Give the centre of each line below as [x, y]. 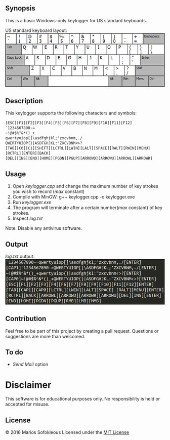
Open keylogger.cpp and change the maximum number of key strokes [85, 186]
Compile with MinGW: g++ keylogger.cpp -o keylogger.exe [74, 197]
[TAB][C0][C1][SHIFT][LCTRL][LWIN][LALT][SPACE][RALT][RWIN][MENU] [78, 148]
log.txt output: [20, 256]
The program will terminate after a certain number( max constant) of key [88, 208]
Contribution [26, 319]
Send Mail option [30, 365]
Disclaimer [28, 385]
